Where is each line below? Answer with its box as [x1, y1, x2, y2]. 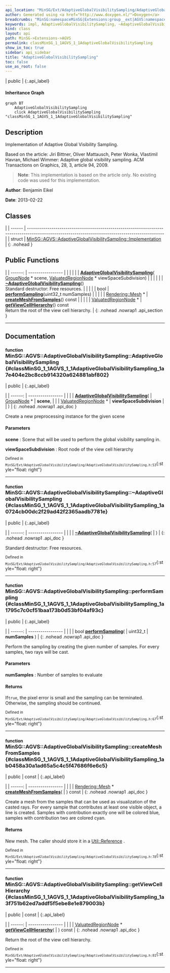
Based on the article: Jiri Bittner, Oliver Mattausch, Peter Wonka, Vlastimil [5, 151, 158, 157]
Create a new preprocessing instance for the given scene [5, 413, 125, 419]
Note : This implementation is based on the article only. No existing [17, 172, 157, 178]
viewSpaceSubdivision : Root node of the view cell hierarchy [5, 446, 134, 452]
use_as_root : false [5, 64, 47, 69]
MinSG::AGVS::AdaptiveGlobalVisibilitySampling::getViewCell [5, 881, 163, 888]
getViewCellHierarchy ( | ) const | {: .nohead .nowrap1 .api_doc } [5, 927, 140, 933]
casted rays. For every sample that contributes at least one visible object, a [5, 804, 162, 810]
